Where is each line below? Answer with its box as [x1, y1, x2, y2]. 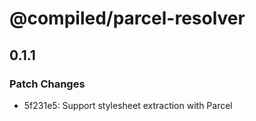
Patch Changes [9, 77, 86, 91]
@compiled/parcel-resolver [9, 7, 246, 30]
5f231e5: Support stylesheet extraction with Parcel [23, 99, 233, 111]
